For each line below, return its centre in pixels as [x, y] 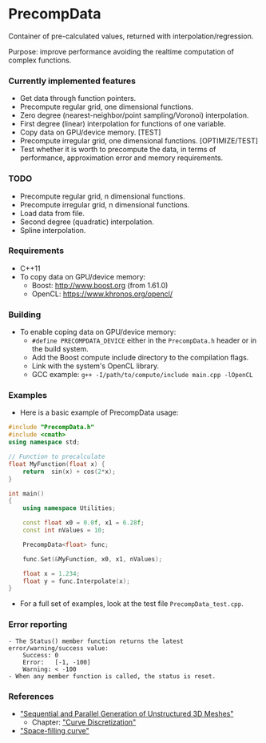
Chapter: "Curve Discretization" [84, 722]
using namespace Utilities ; [69, 508]
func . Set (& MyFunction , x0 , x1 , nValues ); [92, 559]
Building [25, 315]
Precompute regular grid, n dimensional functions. [102, 196]
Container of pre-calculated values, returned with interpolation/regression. [131, 36]
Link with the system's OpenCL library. [95, 366]
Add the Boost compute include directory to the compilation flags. [140, 358]
